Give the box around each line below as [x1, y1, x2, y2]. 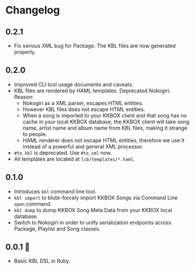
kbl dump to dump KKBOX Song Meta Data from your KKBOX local [13, 206, 173, 213]
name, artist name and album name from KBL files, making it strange [22, 124, 188, 131]
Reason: [13, 93, 34, 100]
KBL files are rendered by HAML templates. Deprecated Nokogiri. [13, 87, 171, 94]
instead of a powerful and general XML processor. [22, 143, 144, 150]
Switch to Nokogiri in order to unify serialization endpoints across [13, 219, 172, 226]
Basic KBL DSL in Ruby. [13, 258, 71, 265]
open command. [13, 200, 52, 207]
